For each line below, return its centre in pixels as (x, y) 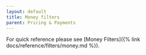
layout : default (26, 12)
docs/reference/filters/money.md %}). (53, 46)
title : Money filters (33, 17)
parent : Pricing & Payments (41, 22)
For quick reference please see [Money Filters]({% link (73, 40)
